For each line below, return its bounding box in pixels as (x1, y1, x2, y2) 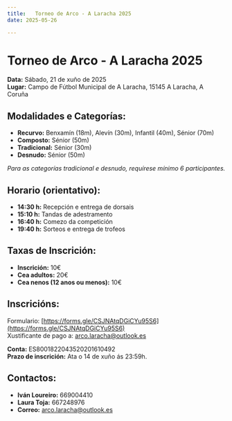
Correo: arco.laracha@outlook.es (17, 405, 113, 413)
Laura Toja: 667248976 (17, 398, 85, 406)
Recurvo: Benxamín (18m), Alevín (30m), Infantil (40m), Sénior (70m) (17, 129, 215, 137)
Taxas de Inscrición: (7, 245, 96, 257)
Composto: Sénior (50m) (17, 136, 89, 144)
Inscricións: (7, 298, 60, 310)
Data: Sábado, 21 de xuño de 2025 (7, 76, 107, 84)
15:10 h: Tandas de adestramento (17, 210, 113, 218)
